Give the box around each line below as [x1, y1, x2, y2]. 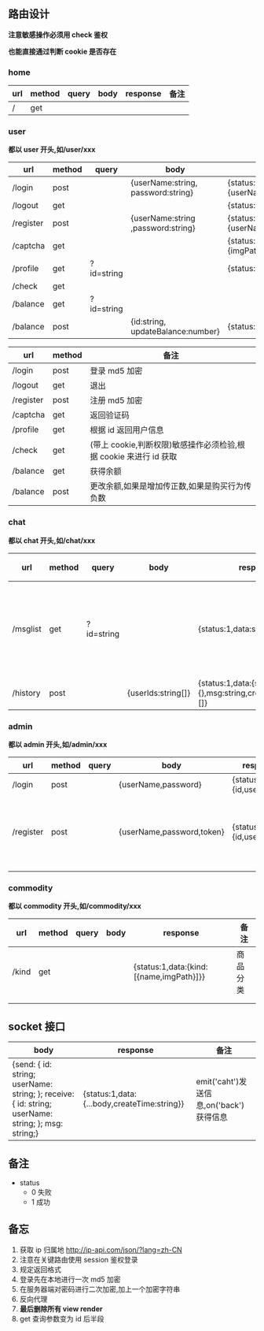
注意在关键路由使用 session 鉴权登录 [19, 1255, 139, 1264]
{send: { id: [12, 1059, 53, 1070]
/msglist [12, 623, 42, 634]
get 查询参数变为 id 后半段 [19, 1314, 104, 1323]
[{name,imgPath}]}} [133, 972, 206, 983]
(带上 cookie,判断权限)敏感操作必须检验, [90, 440, 238, 451]
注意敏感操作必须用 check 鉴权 [8, 30, 108, 39]
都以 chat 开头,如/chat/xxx [8, 535, 96, 545]
